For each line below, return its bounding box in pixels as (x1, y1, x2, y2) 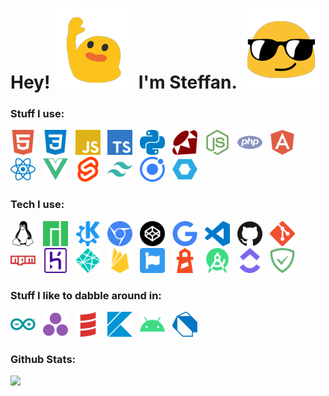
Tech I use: (10, 198, 65, 212)
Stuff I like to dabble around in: (10, 288, 162, 302)
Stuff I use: (10, 107, 65, 121)
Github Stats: (10, 353, 77, 366)
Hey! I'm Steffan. (10, 71, 237, 94)
